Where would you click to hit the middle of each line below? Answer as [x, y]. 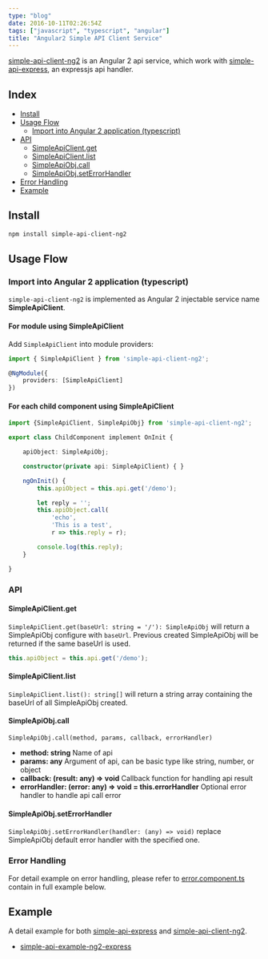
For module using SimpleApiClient [66, 326]
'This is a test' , [82, 526]
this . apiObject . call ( [73, 510]
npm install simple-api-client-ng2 [68, 234]
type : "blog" [30, 16]
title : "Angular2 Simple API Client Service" [85, 38]
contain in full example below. [57, 887]
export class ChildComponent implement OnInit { [91, 437]
